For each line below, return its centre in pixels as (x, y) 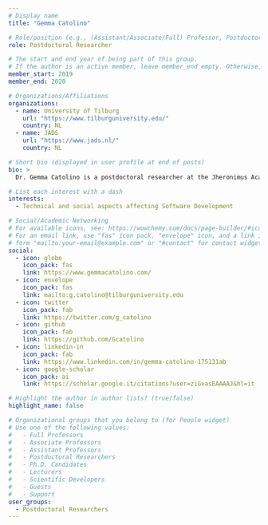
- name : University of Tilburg (67, 111)
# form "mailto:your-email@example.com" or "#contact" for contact (123, 243)
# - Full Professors (46, 435)
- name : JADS (37, 133)
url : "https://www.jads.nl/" (71, 140)
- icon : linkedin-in (49, 347)
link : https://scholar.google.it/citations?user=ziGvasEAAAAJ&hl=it (139, 384)
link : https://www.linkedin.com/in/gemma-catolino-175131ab (124, 361)
